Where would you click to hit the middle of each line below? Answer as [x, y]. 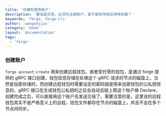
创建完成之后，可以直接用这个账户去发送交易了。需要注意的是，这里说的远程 [83, 96]
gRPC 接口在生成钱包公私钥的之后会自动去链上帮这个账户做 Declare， [89, 90]
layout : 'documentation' [31, 33]
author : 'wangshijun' [27, 23]
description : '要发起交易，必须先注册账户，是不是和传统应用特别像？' [70, 14]
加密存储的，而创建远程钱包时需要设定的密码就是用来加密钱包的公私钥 [85, 84]
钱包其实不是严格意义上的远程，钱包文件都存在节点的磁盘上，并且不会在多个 [83, 103]
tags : [11, 38]
